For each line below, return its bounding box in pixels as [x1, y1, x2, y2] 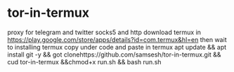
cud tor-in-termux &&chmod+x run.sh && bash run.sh [7, 57, 162, 66]
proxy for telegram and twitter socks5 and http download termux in [7, 28, 202, 36]
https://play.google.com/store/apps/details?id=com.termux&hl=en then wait [7, 35, 227, 43]
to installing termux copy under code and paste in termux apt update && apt [7, 43, 227, 51]
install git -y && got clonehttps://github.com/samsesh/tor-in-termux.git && [7, 50, 221, 59]
